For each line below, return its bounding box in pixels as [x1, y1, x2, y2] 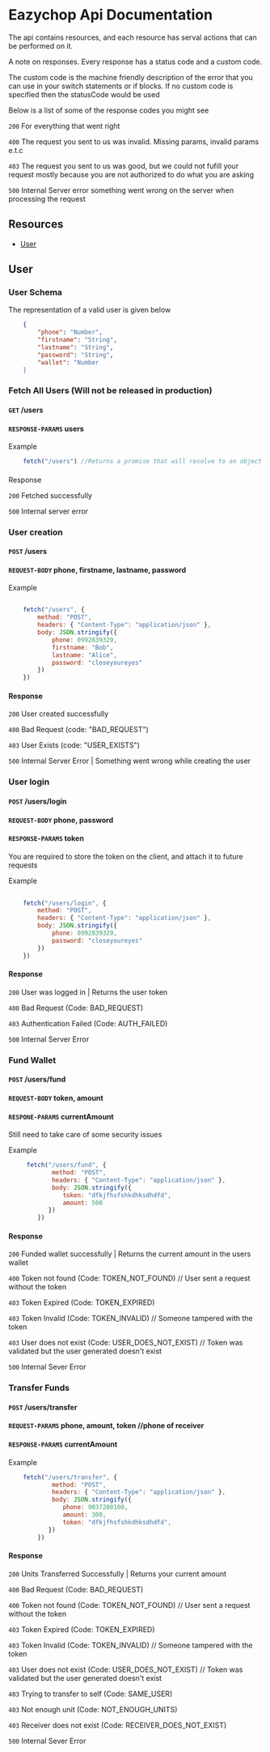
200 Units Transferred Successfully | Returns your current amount [8, 1569, 227, 1579]
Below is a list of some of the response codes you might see [8, 105, 209, 115]
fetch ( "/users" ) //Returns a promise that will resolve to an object [23, 458, 263, 466]
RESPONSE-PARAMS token [8, 833, 85, 843]
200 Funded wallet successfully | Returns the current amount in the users [8, 1249, 251, 1259]
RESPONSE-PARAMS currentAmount [8, 1439, 118, 1449]
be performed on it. [8, 40, 74, 50]
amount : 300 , [62, 1511, 107, 1520]
